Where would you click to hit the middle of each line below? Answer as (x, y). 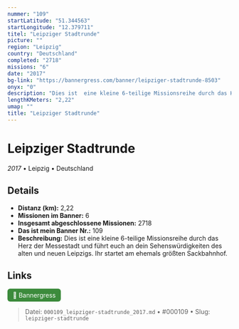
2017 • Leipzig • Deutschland (51, 168)
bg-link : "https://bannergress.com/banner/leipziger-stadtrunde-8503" (114, 80)
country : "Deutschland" (43, 54)
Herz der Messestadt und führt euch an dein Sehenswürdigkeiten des (120, 246)
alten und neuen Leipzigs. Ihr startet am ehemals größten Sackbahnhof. (122, 253)
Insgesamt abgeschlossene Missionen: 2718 (85, 223)
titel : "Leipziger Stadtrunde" (54, 34)
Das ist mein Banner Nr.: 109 (60, 230)
